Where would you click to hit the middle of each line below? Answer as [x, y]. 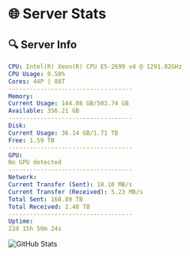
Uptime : [21, 222]
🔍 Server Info [43, 44]
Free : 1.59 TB [32, 140]
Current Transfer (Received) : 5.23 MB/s [76, 192]
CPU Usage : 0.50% [37, 74]
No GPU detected [35, 162]
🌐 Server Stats [57, 14]
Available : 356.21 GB [44, 111]
